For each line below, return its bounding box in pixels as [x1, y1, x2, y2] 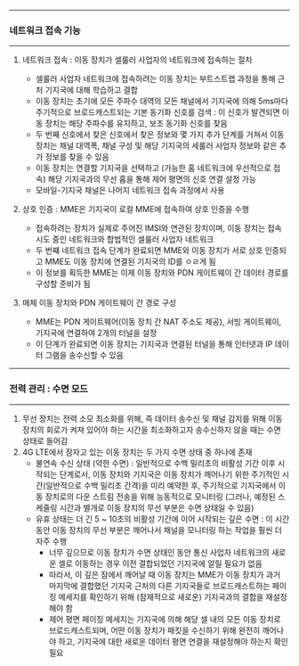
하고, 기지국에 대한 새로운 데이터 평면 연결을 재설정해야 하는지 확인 [58, 636, 289, 646]
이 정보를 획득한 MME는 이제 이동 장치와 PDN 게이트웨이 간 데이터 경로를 [35, 267, 289, 278]
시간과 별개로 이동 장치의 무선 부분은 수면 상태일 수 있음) [59, 502, 255, 513]
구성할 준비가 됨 [35, 278, 91, 290]
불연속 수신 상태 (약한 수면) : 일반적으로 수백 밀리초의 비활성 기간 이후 [35, 457, 276, 468]
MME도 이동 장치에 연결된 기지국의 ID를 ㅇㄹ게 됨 [44, 256, 216, 267]
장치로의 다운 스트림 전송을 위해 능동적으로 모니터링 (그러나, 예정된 [44, 491, 276, 502]
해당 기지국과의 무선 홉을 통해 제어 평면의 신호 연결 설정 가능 [47, 174, 256, 185]
